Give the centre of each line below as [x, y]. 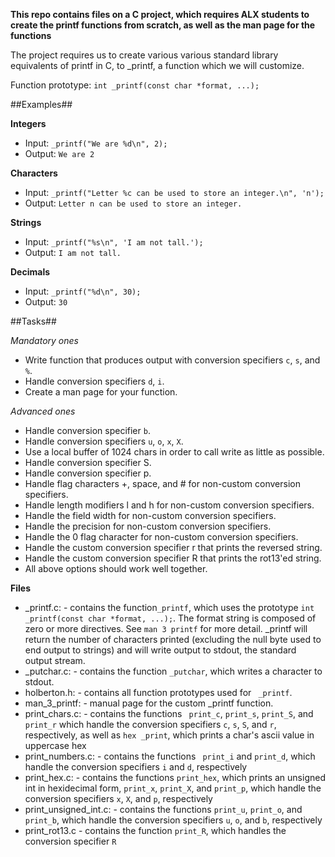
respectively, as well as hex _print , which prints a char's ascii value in [169, 735]
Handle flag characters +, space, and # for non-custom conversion [162, 483]
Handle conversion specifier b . [87, 430]
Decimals [30, 272]
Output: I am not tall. [73, 252]
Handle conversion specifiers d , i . [94, 381]
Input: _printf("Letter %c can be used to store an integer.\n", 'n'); [174, 192]
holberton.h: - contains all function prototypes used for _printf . [158, 692]
